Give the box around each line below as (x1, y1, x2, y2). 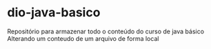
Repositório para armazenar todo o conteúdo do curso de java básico (7, 27, 205, 35)
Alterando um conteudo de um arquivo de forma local (7, 34, 159, 42)
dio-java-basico (7, 5, 101, 20)
